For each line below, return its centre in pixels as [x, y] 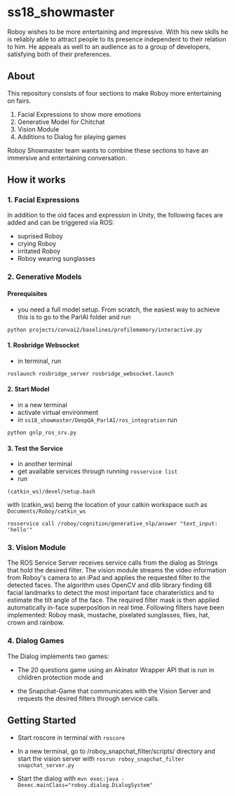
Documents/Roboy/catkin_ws [47, 512]
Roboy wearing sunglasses [56, 259]
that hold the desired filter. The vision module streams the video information [117, 570]
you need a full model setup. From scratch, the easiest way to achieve [119, 309]
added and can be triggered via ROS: [61, 223]
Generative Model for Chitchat [61, 122]
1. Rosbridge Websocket [43, 345]
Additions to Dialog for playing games [72, 136]
